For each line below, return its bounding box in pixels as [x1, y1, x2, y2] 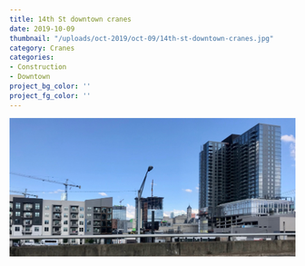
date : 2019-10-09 [9, 24, 75, 34]
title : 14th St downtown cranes [9, 15, 132, 24]
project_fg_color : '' [9, 91, 92, 100]
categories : [9, 53, 54, 63]
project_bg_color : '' [9, 82, 92, 91]
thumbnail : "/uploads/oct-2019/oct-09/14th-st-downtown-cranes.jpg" [9, 34, 274, 43]
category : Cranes [9, 44, 75, 53]
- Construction [9, 63, 67, 72]
